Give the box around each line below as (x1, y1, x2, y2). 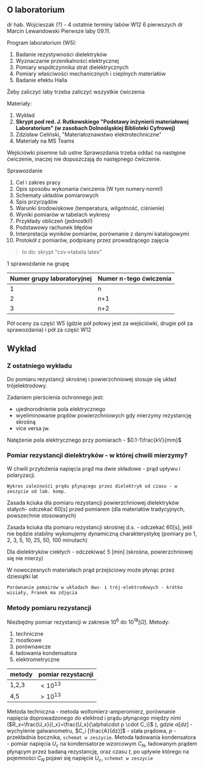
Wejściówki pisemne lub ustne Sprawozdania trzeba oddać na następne (7, 149, 186, 156)
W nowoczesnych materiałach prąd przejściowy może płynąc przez (7, 566, 175, 573)
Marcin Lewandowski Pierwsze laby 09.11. (7, 27, 111, 34)
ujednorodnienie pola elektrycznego (15, 405, 106, 413)
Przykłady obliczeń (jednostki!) (15, 217, 93, 224)
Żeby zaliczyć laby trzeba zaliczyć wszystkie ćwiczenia (7, 88, 145, 95)
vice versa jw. (15, 424, 50, 431)
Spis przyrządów (15, 198, 58, 205)
